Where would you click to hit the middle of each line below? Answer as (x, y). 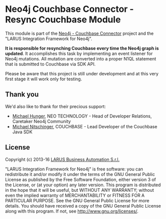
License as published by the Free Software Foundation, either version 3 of (81, 179)
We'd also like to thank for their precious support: (55, 106)
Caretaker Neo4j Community (41, 121)
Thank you (22, 94)
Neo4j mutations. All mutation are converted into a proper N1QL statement (81, 58)
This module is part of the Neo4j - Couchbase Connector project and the (80, 33)
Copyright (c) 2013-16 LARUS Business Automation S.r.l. (62, 159)
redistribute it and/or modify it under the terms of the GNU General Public (80, 174)
